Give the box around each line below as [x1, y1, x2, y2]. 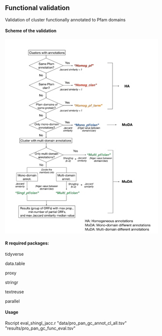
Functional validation [5, 4, 70, 12]
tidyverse [5, 251, 24, 257]
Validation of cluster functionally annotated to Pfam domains [5, 17, 126, 22]
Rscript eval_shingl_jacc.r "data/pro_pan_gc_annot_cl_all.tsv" [5, 320, 127, 326]
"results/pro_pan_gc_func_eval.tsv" [5, 325, 76, 331]
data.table [5, 260, 25, 266]
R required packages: [5, 240, 49, 246]
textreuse [5, 289, 24, 295]
